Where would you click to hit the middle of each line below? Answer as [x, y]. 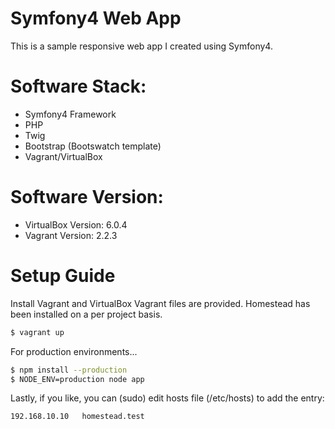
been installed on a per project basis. [86, 314]
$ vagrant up [37, 332]
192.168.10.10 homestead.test [77, 417]
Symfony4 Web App [96, 18]
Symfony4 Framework [70, 114]
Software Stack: [78, 86]
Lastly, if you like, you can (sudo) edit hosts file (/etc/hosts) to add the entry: [167, 398]
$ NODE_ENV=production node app [77, 379]
